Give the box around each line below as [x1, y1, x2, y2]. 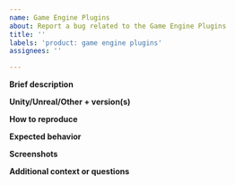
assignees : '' [9, 47, 63, 56]
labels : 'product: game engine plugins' [9, 38, 163, 48]
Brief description [9, 79, 74, 90]
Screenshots [9, 149, 58, 160]
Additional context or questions [9, 166, 130, 177]
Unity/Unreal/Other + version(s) [9, 96, 131, 108]
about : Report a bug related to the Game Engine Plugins [9, 22, 227, 31]
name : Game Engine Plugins [9, 13, 110, 22]
